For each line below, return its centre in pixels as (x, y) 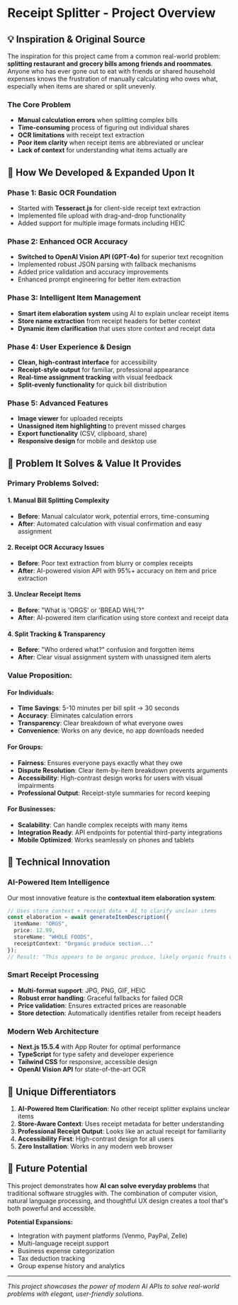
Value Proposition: (40, 676)
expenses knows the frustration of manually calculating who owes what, (113, 79)
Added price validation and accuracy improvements (93, 272)
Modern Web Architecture (53, 1031)
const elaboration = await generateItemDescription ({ (89, 917)
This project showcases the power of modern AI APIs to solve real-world (113, 1286)
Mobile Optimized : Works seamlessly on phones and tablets (106, 840)
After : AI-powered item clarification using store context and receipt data (123, 618)
